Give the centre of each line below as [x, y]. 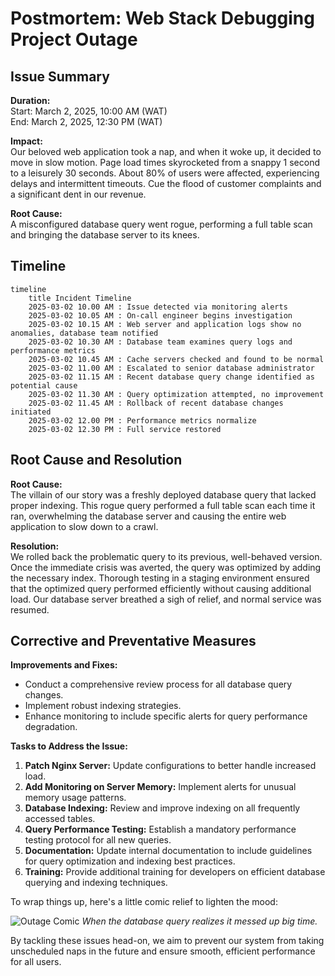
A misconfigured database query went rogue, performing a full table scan [161, 224]
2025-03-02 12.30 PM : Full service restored [125, 429]
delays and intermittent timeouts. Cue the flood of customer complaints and [166, 183]
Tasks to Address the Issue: [69, 746]
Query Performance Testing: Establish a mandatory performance [160, 829]
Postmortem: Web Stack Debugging [162, 18]
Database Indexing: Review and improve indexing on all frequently [162, 808]
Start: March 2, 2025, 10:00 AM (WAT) [89, 111]
